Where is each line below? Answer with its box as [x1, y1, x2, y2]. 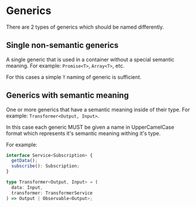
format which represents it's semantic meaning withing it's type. [6, 130, 161, 137]
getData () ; [11, 158, 38, 164]
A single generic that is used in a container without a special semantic [6, 56, 174, 63]
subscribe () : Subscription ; [11, 163, 80, 169]
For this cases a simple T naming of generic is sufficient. [6, 73, 142, 80]
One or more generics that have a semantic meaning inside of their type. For [6, 106, 190, 113]
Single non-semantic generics [6, 40, 119, 50]
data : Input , [11, 184, 43, 191]
